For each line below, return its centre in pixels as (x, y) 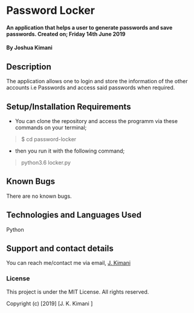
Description (29, 67)
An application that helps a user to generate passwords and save (89, 27)
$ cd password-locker (49, 139)
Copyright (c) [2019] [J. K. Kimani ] (50, 303)
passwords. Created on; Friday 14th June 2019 (66, 34)
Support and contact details (60, 249)
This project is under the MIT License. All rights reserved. (78, 292)
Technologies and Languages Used (74, 215)
